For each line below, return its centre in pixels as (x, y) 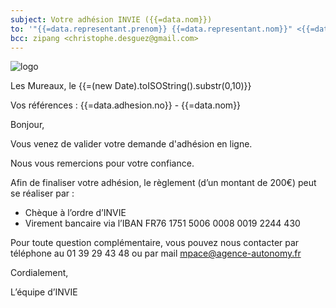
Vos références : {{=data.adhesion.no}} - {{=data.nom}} (126, 105)
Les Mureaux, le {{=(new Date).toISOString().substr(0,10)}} (131, 86)
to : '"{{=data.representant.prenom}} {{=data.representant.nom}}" (151, 29)
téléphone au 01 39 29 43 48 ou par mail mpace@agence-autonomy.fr (156, 253)
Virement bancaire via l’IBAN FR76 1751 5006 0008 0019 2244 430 (162, 223)
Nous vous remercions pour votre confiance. (102, 163)
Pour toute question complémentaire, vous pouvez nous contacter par (155, 243)
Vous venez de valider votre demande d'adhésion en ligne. (131, 144)
